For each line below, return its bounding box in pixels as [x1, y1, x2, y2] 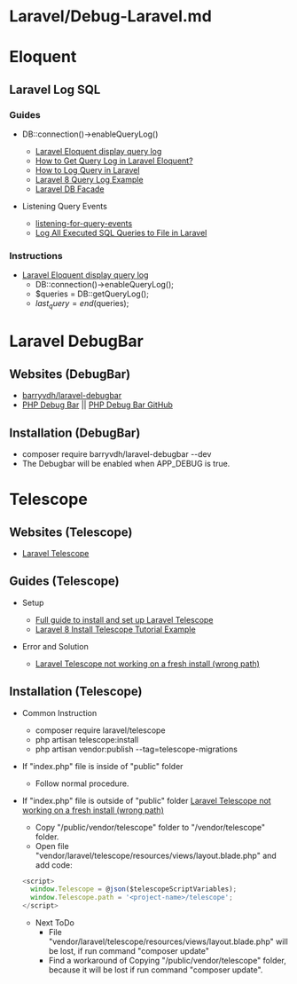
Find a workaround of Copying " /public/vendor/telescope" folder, [48, 956, 286, 966]
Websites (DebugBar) [9, 366, 131, 382]
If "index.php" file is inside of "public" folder [21, 760, 184, 771]
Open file [35, 840, 69, 851]
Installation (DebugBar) [9, 425, 141, 440]
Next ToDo [35, 917, 75, 928]
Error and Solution [21, 641, 89, 651]
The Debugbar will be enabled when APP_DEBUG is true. [21, 458, 231, 468]
